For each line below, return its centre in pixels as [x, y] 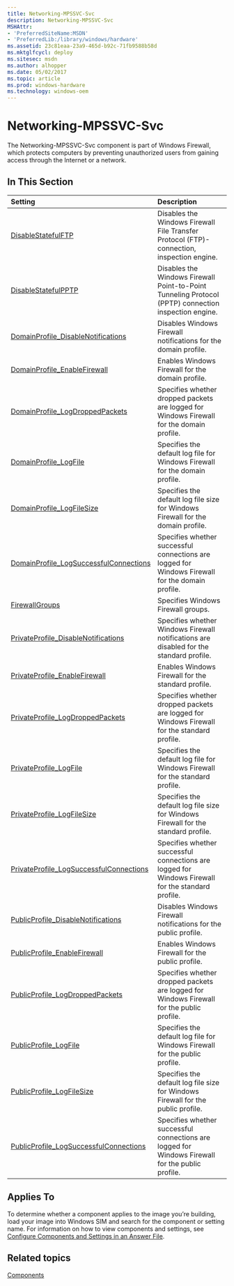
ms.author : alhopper [37, 66]
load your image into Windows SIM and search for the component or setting [116, 1221]
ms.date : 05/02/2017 [37, 72]
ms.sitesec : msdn [32, 59]
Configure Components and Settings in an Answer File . [86, 1236]
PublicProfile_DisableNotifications [66, 919]
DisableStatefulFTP [42, 235]
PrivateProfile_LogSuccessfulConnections [80, 869]
